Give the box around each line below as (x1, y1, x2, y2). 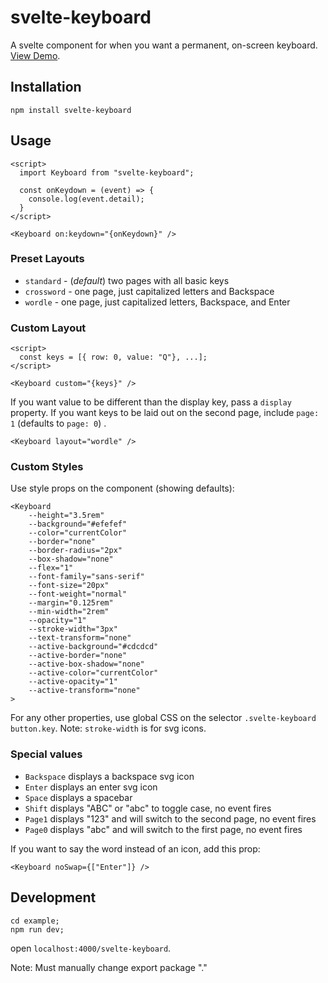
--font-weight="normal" (28, 589, 128, 600)
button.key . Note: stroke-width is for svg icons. (10, 722, 207, 735)
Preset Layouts (10, 252, 85, 266)
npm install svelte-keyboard (10, 105, 132, 115)
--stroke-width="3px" (28, 624, 118, 635)
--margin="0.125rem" (28, 598, 114, 608)
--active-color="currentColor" (28, 668, 159, 678)
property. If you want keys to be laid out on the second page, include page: (10, 407, 320, 419)
